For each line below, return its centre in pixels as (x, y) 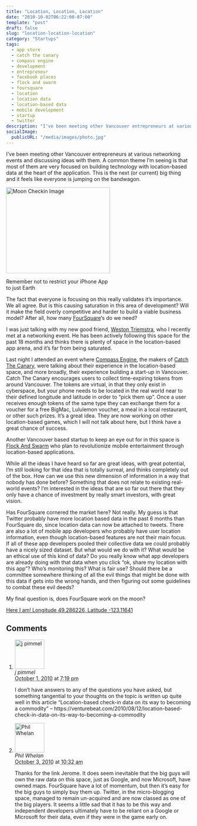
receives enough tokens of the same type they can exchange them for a (93, 403)
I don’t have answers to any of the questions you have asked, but (93, 690)
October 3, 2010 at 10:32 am (49, 761)
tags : (13, 45)
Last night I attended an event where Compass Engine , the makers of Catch (97, 359)
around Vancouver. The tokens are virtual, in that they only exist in (86, 384)
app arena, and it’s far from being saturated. (59, 348)
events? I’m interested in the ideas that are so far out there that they (103, 488)
